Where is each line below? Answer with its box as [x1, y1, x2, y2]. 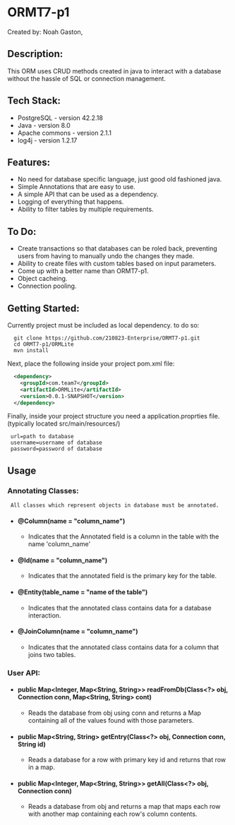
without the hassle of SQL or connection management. [7, 74, 166, 83]
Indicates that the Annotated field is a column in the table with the [28, 532, 219, 541]
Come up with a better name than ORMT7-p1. [17, 267, 150, 275]
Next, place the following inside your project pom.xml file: [7, 359, 175, 368]
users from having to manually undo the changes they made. [17, 252, 195, 260]
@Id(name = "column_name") [17, 555, 108, 565]
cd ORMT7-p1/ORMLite [13, 341, 74, 348]
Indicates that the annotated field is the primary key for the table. [28, 572, 217, 580]
